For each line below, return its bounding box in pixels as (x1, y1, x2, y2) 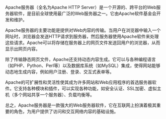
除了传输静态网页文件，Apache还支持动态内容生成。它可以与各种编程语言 (5, 57, 156, 62)
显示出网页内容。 (5, 46, 40, 52)
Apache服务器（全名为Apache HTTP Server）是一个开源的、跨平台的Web (5, 4, 157, 10)
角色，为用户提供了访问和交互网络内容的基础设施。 (13, 109, 118, 114)
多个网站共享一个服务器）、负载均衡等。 (13, 92, 94, 98)
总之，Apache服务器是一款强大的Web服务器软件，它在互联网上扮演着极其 (5, 102, 157, 108)
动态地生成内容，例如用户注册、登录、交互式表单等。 (5, 69, 114, 74)
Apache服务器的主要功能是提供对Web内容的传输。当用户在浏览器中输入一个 (5, 27, 161, 33)
